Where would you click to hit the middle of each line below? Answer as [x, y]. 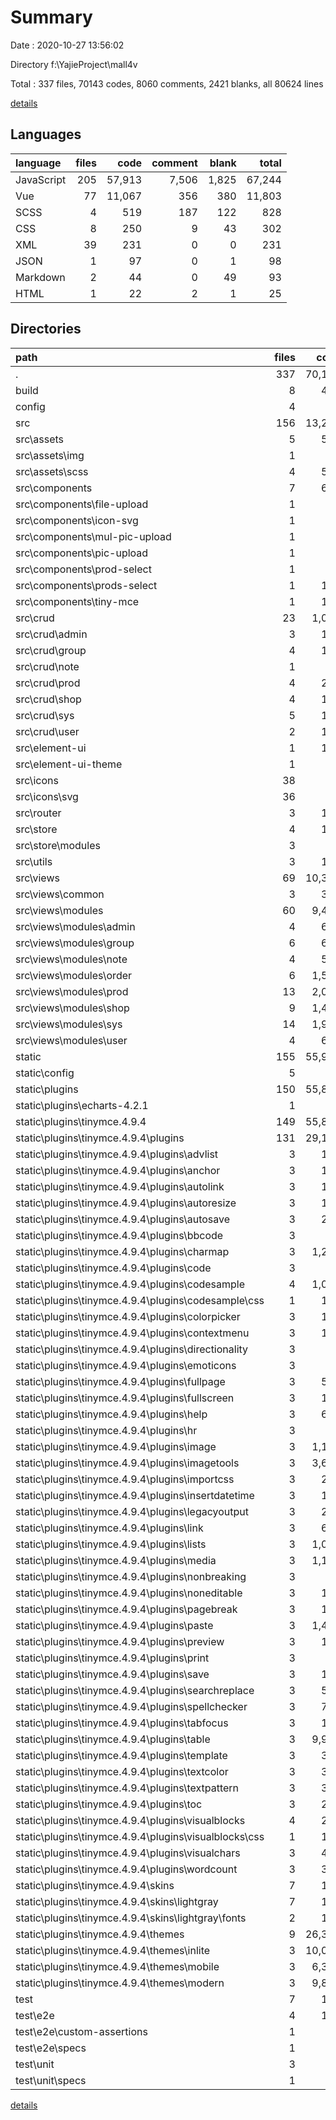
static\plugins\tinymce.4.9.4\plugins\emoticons [126, 1365]
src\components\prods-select [86, 585]
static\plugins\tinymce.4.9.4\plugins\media [116, 1560]
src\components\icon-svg [77, 520]
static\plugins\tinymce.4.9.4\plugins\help [111, 1414]
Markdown [40, 277]
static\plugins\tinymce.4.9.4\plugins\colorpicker [128, 1316]
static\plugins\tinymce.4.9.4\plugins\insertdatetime [135, 1495]
